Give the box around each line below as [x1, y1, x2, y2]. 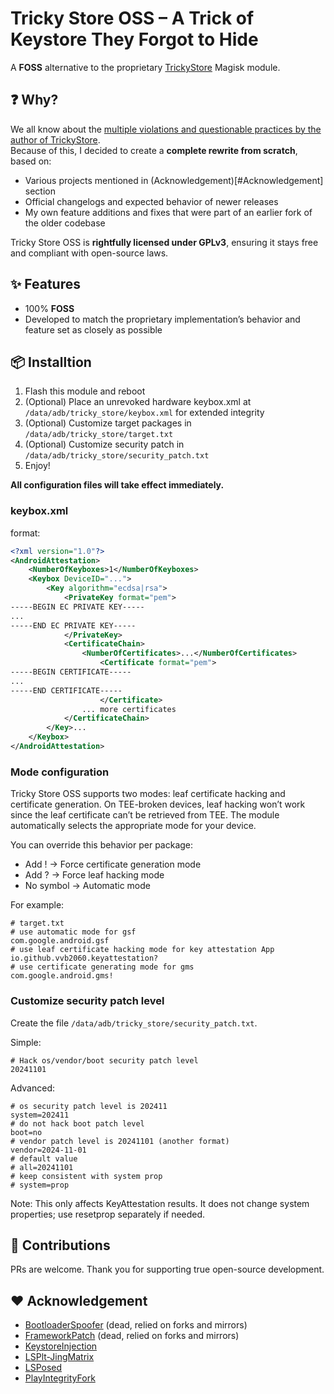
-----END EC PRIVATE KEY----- [10, 620, 137, 631]
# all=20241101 [10, 1162, 74, 1172]
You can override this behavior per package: [10, 839, 194, 851]
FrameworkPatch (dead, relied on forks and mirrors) [24, 1330, 240, 1342]
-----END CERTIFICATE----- [10, 685, 123, 696]
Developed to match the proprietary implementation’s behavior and [24, 313, 301, 325]
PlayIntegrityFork [24, 1372, 96, 1384]
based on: [10, 155, 52, 167]
